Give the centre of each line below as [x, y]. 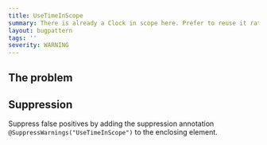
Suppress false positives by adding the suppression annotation [111, 123]
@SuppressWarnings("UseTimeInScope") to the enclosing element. [113, 132]
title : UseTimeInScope [46, 16]
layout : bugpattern [41, 30]
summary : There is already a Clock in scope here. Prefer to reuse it [128, 23]
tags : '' [23, 38]
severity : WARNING [39, 45]
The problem [41, 78]
